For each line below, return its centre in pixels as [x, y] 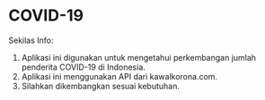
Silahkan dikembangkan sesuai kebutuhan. [101, 86]
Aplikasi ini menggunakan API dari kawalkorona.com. [119, 76]
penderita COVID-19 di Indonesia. [83, 67]
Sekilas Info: [31, 40]
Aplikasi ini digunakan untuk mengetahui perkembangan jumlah [139, 57]
